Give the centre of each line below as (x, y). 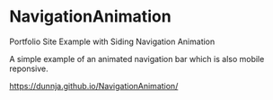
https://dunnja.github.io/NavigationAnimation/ (94, 86)
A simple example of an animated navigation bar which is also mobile (137, 59)
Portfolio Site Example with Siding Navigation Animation (112, 41)
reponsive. (29, 68)
